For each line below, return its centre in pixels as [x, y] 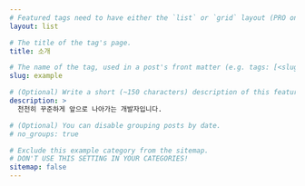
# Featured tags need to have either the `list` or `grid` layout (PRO [148, 18]
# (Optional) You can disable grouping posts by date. [115, 125]
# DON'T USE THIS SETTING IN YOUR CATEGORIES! [99, 159]
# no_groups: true [44, 134]
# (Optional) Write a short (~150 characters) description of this [140, 93]
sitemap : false [38, 167]
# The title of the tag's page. [70, 43]
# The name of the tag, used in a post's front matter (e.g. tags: [140, 68]
